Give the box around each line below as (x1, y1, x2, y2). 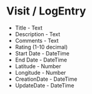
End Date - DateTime (15, 56, 68, 63)
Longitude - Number (15, 69, 67, 76)
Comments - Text (15, 37, 59, 44)
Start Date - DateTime (15, 49, 70, 57)
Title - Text (15, 24, 42, 31)
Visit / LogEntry (6, 4, 87, 18)
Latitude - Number (15, 62, 62, 70)
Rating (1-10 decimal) (15, 43, 68, 51)
